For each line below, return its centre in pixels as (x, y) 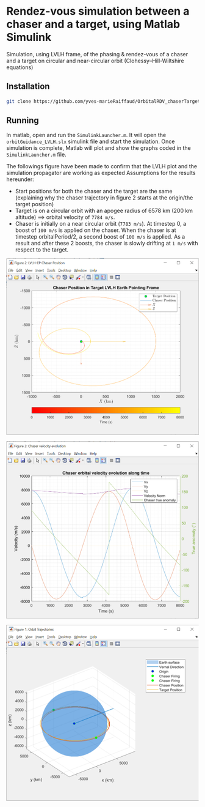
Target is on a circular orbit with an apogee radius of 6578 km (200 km (104, 211)
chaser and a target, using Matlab (93, 24)
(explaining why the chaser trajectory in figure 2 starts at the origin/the (104, 198)
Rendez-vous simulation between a (98, 11)
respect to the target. (42, 250)
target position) (34, 204)
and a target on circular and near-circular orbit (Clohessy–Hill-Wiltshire (95, 61)
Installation (28, 87)
